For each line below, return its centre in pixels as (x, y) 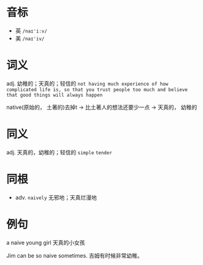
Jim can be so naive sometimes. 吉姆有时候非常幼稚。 (75, 255)
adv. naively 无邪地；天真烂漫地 (56, 197)
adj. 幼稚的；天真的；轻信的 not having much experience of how (87, 83)
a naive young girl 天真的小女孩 (46, 242)
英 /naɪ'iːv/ (31, 31)
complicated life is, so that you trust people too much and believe (97, 89)
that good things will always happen (55, 95)
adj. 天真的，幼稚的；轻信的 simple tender (59, 152)
